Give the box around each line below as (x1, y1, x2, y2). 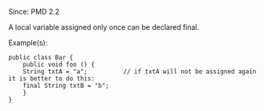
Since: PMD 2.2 (8, 7, 60, 16)
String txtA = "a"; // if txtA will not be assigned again (22, 68, 257, 76)
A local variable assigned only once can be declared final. (8, 23, 200, 31)
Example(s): (8, 38, 48, 47)
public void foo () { (22, 60, 95, 68)
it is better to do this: (8, 75, 95, 83)
